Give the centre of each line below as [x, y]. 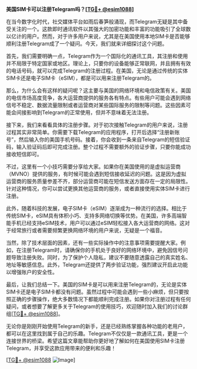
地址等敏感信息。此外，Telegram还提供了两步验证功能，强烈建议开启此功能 [97, 265]
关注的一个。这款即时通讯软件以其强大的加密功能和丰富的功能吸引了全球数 [101, 29]
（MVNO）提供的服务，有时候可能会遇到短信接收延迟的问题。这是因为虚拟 [96, 174]
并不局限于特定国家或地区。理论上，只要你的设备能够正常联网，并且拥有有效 [98, 63]
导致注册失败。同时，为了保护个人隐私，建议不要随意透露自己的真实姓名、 [101, 257]
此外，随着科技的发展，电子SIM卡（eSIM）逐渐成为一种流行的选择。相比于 [96, 208]
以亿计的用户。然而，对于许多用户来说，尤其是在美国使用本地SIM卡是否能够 [98, 36]
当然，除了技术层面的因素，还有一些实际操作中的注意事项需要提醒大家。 [93, 243]
